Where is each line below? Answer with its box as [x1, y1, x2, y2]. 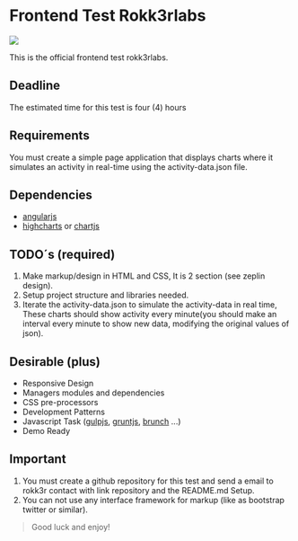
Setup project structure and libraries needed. [22, 289, 189, 301]
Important [9, 451, 66, 467]
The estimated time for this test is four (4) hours [9, 102, 187, 112]
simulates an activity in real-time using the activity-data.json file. [9, 161, 249, 172]
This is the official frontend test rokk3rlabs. [9, 51, 169, 63]
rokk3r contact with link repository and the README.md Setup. [22, 484, 255, 495]
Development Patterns [22, 406, 106, 417]
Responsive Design [22, 378, 94, 388]
